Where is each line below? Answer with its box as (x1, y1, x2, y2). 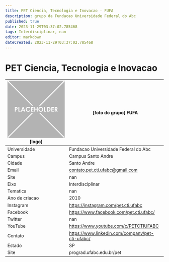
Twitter (7, 216, 22, 222)
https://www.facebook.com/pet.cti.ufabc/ (68, 209, 155, 215)
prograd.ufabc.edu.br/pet (68, 249, 122, 255)
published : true (5, 19, 39, 24)
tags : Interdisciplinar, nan (5, 29, 66, 35)
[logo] (29, 139, 43, 145)
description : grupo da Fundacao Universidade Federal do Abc (5, 13, 136, 19)
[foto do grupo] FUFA (93, 109, 138, 115)
